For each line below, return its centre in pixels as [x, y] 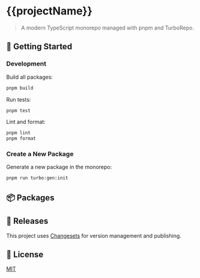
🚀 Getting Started [39, 47]
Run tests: [19, 99]
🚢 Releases [27, 221]
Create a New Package [40, 154]
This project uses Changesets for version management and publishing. [94, 235]
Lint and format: [26, 122]
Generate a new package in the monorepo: [59, 167]
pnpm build [20, 88]
